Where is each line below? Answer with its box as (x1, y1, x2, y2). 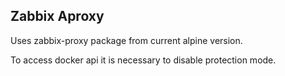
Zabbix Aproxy (10, 8, 105, 25)
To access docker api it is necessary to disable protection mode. (10, 54, 277, 66)
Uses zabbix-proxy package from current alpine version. (10, 34, 243, 46)
